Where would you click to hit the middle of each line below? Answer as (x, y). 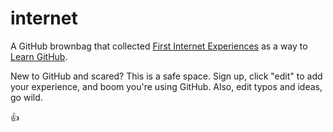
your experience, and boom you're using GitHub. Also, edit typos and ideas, (166, 86)
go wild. (26, 97)
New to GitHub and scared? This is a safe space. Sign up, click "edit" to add (166, 76)
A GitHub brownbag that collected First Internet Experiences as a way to (159, 46)
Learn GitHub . (39, 56)
